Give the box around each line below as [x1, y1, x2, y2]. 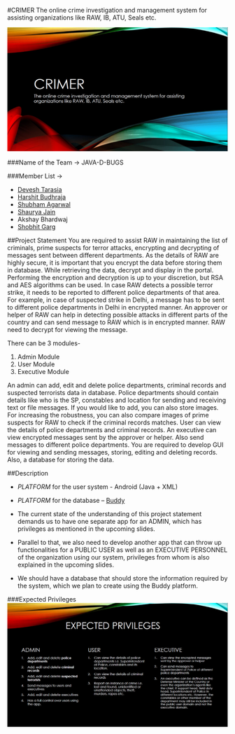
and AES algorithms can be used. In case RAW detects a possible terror [7, 281, 213, 289]
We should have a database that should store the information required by [17, 574, 228, 582]
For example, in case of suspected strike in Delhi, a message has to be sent [7, 296, 225, 304]
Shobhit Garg [17, 223, 56, 230]
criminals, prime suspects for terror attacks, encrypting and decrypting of [7, 244, 220, 251]
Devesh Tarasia [17, 186, 62, 193]
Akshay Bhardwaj [17, 215, 68, 223]
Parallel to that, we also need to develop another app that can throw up [17, 539, 222, 546]
